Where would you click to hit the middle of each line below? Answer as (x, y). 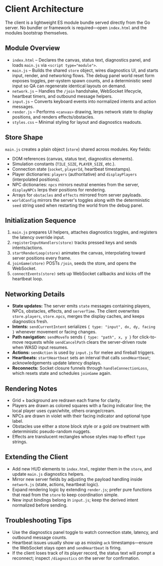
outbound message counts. (39, 537)
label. (18, 421)
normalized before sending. (40, 505)
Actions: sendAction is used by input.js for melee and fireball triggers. (83, 352)
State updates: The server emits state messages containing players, (81, 306)
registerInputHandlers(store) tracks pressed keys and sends (74, 243)
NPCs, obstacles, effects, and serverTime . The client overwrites (76, 311)
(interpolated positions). (36, 179)
